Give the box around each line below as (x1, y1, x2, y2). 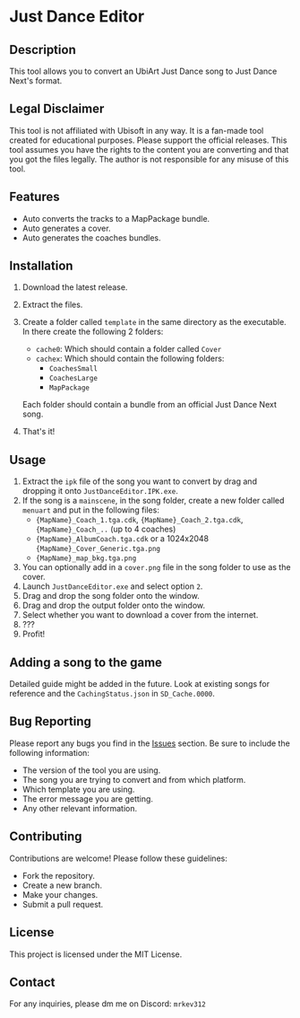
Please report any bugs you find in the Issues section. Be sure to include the (9, 738, 291, 749)
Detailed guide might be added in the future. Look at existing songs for (9, 679, 270, 689)
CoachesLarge (48, 374, 99, 383)
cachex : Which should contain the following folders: (35, 353, 225, 364)
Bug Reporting (9, 714, 92, 729)
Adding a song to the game (9, 654, 163, 670)
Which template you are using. (21, 784, 135, 794)
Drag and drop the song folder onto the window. (21, 591, 200, 601)
